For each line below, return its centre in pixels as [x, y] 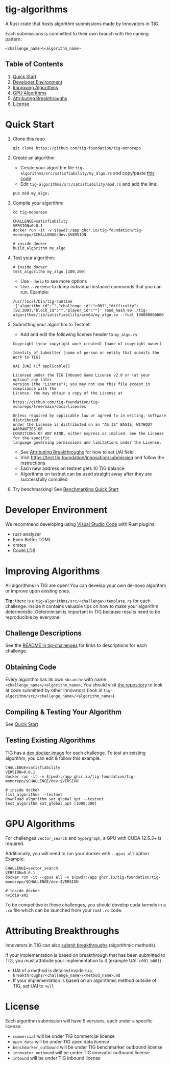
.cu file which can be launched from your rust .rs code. [64, 910]
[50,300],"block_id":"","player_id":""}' [57, 310]
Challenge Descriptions [43, 633]
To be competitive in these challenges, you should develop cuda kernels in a [86, 904]
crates [19, 545]
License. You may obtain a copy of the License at [68, 393]
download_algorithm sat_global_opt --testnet [54, 799]
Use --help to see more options [54, 281]
